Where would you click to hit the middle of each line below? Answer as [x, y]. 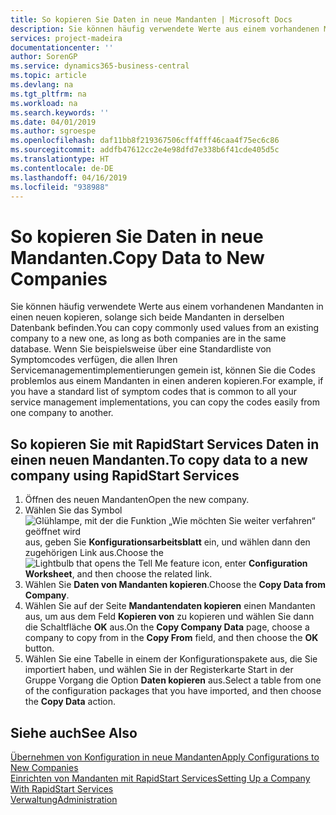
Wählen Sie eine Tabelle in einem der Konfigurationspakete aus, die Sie [171, 659]
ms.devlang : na [42, 85]
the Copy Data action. [70, 702]
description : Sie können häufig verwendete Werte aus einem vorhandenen [165, 29]
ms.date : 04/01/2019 [53, 122]
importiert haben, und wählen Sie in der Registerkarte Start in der [159, 670]
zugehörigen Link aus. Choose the [94, 553]
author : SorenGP [44, 57]
